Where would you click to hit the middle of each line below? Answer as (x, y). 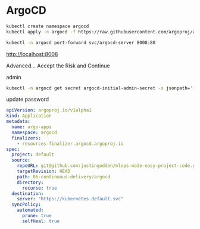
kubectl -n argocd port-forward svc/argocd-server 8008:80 (81, 42)
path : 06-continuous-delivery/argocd (64, 177)
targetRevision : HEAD (43, 171)
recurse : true (40, 188)
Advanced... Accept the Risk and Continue (58, 66)
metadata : (18, 122)
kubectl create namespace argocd (48, 26)
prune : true (37, 216)
